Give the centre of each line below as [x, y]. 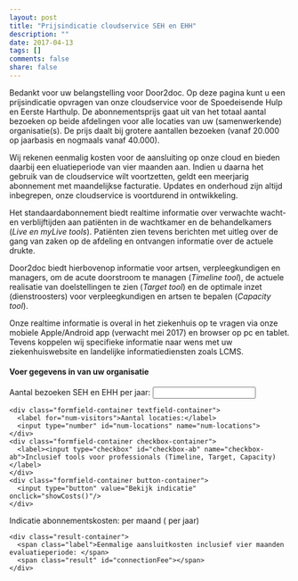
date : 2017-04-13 [41, 42]
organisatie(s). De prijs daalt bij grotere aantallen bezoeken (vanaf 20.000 [145, 130]
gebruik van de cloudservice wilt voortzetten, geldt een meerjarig [129, 176]
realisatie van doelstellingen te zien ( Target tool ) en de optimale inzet [136, 286]
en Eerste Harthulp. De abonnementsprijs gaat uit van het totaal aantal [138, 112]
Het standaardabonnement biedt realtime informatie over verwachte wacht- [148, 212]
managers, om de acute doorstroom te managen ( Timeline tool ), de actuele [147, 277]
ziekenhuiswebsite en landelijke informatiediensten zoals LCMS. [127, 351]
